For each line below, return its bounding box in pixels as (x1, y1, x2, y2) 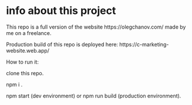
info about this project (6, 4, 116, 17)
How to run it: (6, 58, 39, 65)
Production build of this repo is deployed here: (6, 41, 119, 48)
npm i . (6, 80, 23, 88)
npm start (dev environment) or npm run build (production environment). (6, 92, 181, 99)
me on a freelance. (6, 29, 52, 36)
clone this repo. (6, 69, 44, 76)
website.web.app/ (6, 47, 50, 54)
